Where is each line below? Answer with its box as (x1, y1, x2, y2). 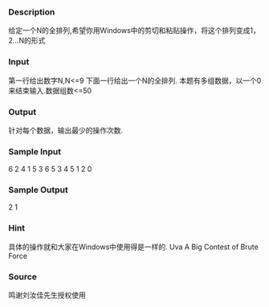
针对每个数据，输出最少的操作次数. (8, 125, 124, 135)
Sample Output (8, 184, 68, 195)
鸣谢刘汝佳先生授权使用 (8, 290, 86, 300)
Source (8, 271, 38, 282)
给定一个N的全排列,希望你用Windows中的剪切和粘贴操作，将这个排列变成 (8, 26, 251, 35)
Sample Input (8, 145, 62, 157)
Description (8, 6, 55, 18)
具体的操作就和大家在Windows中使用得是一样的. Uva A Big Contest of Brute (8, 242, 259, 252)
